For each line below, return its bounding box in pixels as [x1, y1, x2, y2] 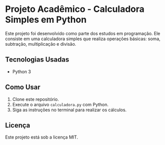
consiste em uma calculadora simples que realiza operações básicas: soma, [5, 36, 161, 42]
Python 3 [12, 69, 31, 74]
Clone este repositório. [12, 96, 59, 102]
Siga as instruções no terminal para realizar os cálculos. [12, 107, 127, 113]
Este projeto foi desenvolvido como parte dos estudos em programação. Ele [5, 30, 161, 36]
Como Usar [5, 83, 41, 91]
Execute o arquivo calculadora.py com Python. [12, 101, 109, 107]
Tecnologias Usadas [5, 56, 69, 64]
